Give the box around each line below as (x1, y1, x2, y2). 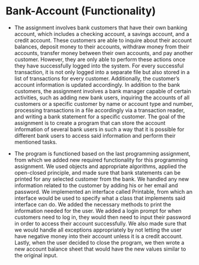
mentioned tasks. (14, 138, 58, 145)
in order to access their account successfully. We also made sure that (14, 220, 187, 227)
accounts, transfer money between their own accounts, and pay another (14, 49, 193, 56)
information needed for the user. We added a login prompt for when (14, 207, 182, 214)
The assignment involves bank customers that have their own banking (14, 24, 188, 31)
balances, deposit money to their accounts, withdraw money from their (14, 43, 189, 50)
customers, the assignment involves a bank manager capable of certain (14, 87, 191, 95)
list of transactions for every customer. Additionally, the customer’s (14, 75, 180, 82)
